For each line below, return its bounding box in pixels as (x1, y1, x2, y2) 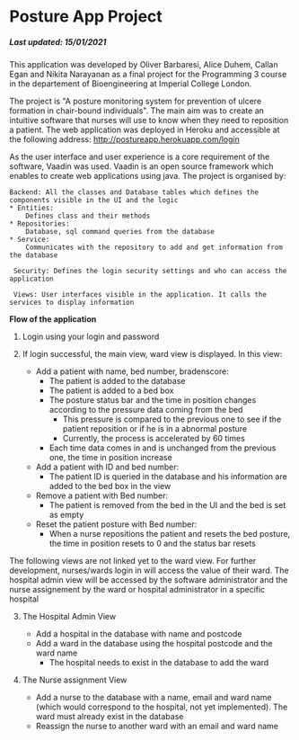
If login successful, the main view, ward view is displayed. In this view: (22, 349, 283, 360)
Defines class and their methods (25, 211, 151, 221)
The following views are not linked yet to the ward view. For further (9, 556, 257, 566)
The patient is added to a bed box (48, 385, 174, 397)
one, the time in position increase (48, 452, 172, 463)
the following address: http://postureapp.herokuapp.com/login (9, 134, 240, 145)
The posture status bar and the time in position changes (48, 395, 257, 406)
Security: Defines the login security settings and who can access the (13, 267, 287, 276)
